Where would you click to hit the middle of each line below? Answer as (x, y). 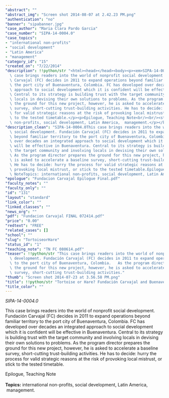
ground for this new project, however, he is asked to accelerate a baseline (82, 348)
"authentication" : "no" (30, 19)
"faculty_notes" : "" (27, 184)
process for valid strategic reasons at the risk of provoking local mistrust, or (84, 359)
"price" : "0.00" (22, 221)
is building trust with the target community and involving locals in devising (82, 337)
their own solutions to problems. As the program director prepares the (78, 343)
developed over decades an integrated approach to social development (79, 327)
